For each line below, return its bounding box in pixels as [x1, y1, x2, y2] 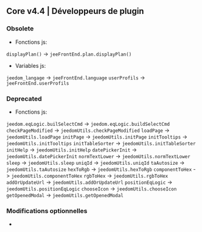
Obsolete [6, 24, 34, 33]
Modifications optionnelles [6, 206, 88, 215]
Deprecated [6, 94, 43, 103]
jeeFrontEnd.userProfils [6, 80, 69, 86]
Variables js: [15, 62, 46, 69]
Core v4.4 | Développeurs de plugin [6, 6, 144, 16]
